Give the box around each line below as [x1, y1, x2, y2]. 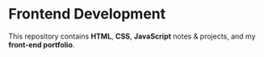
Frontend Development [8, 5, 166, 23]
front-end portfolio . [8, 39, 75, 49]
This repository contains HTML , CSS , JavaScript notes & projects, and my [8, 31, 256, 41]
